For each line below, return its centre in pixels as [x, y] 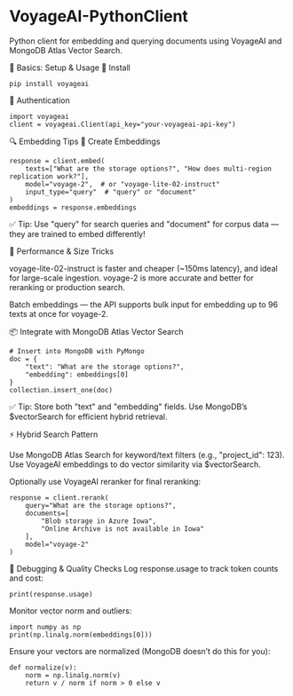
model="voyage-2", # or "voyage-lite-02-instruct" [123, 184]
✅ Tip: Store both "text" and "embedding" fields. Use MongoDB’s [128, 407]
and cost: [27, 578]
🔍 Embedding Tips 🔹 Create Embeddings [85, 141]
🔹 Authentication [40, 100]
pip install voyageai [49, 83]
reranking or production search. [67, 287]
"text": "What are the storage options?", [105, 367]
